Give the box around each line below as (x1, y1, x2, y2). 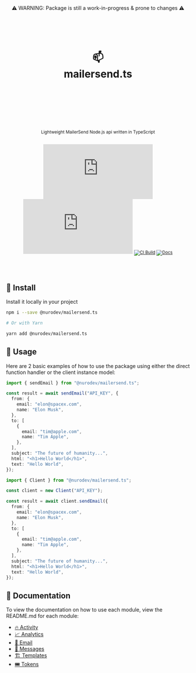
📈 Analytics (14, 631, 44, 638)
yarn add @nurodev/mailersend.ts (6, 331, 87, 336)
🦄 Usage (6, 347, 37, 357)
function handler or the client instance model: (6, 369, 116, 376)
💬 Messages (14, 645, 45, 653)
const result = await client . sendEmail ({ (6, 499, 108, 504)
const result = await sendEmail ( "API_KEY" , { (6, 390, 118, 396)
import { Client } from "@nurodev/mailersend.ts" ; (6, 477, 132, 483)
